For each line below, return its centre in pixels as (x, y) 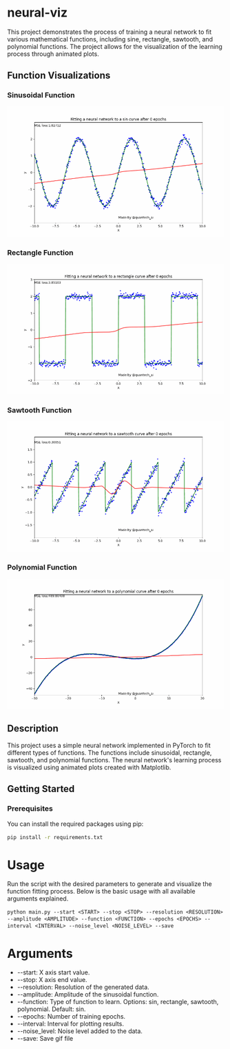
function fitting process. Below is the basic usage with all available (101, 892)
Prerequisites (30, 809)
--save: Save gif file (45, 1039)
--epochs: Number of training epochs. (71, 1017)
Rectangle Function (40, 252)
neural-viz (37, 13)
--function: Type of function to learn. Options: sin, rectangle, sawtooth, (118, 1002)
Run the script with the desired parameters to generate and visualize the (109, 884)
